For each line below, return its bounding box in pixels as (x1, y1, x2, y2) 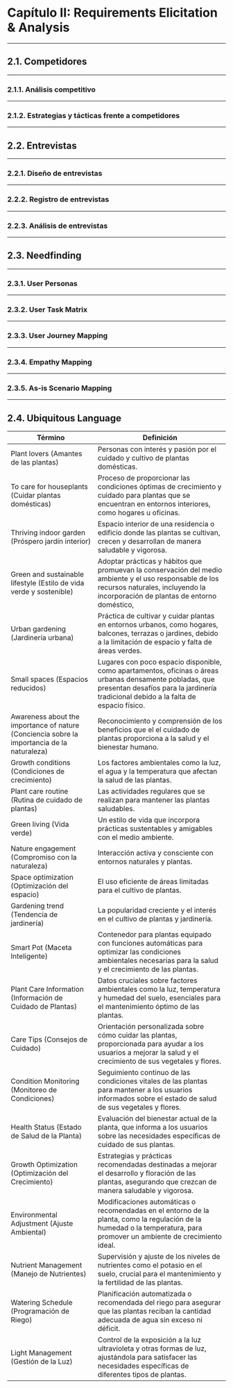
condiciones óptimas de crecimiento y (97, 482, 222, 492)
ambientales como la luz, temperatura (97, 985, 221, 994)
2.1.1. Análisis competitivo (7, 85, 96, 94)
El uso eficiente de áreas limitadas (97, 877, 209, 887)
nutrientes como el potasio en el (97, 1260, 202, 1270)
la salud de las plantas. (97, 776, 172, 785)
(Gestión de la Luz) (10, 1357, 73, 1366)
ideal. (97, 1241, 116, 1251)
